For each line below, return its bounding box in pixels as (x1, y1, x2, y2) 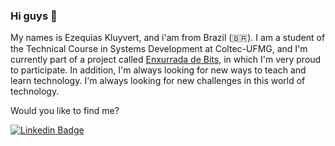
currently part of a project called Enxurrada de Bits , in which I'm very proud (10, 54, 322, 66)
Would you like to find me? (10, 105, 120, 117)
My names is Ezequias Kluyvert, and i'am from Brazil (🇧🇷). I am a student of (10, 32, 326, 44)
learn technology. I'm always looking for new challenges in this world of (10, 75, 306, 87)
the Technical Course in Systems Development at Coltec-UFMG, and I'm (10, 43, 308, 55)
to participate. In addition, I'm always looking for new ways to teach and (10, 64, 307, 76)
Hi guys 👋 (10, 9, 58, 23)
